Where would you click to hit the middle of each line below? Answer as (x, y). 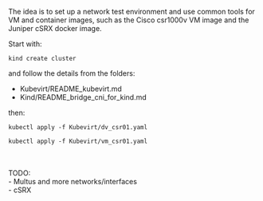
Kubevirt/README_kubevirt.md (71, 89)
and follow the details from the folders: (72, 73)
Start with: (25, 44)
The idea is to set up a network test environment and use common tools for (131, 12)
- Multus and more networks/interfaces (73, 181)
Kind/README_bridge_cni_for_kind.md (83, 97)
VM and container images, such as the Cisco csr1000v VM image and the (129, 20)
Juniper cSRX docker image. (55, 28)
